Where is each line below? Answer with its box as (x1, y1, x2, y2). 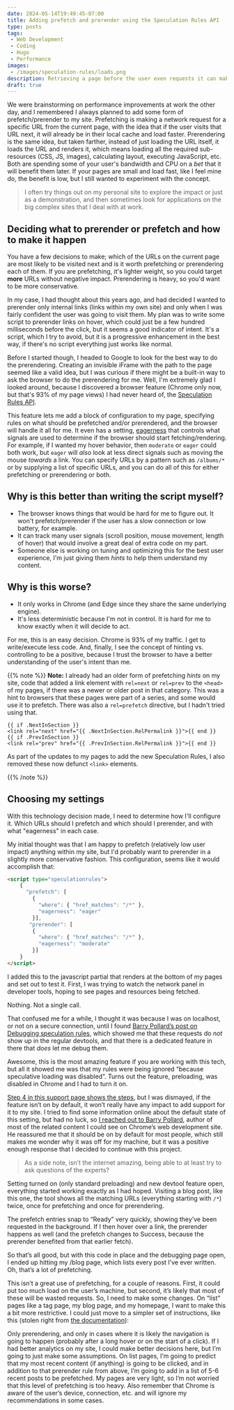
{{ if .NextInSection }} (7, 722, 79, 729)
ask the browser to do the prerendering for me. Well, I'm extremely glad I (7, 375, 216, 384)
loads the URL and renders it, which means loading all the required (7, 145, 198, 153)
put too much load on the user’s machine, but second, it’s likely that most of (7, 1286, 224, 1294)
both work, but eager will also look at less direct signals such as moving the (7, 449, 224, 457)
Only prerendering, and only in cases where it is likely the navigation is (7, 1329, 210, 1338)
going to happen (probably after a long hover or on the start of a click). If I (7, 1337, 219, 1345)
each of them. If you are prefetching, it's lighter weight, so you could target (7, 268, 223, 276)
